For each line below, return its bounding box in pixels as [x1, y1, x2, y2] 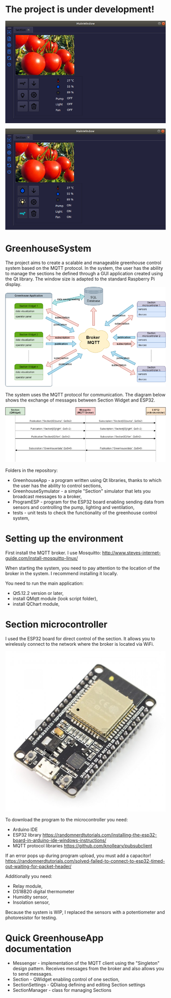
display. [5, 281, 22, 288]
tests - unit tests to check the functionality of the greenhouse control [12, 510, 157, 516]
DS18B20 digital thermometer [12, 888, 75, 894]
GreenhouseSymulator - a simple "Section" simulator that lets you [12, 488, 151, 494]
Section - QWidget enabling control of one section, [12, 976, 120, 982]
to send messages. [12, 971, 53, 977]
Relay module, [12, 883, 43, 889]
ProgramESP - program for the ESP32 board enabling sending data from [12, 499, 164, 505]
